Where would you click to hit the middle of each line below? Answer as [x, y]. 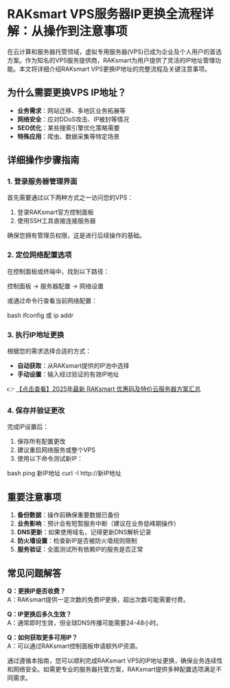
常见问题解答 [34, 573]
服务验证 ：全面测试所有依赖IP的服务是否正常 [80, 549]
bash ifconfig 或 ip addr [41, 315]
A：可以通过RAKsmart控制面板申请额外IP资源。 [74, 646]
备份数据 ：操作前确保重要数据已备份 [68, 515]
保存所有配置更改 [41, 442]
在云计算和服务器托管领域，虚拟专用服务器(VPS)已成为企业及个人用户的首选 [114, 52]
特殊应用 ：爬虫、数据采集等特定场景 [68, 136]
